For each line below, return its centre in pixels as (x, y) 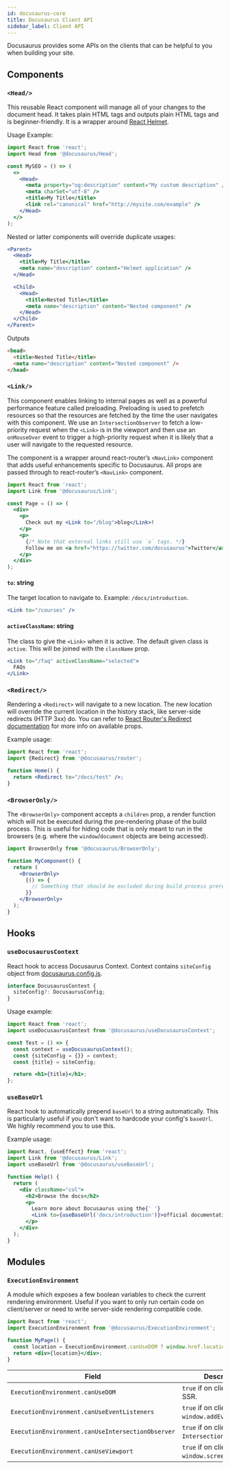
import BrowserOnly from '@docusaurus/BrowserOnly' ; (84, 849)
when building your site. (41, 53)
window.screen (205, 1456)
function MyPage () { (37, 1341)
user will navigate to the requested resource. (70, 444)
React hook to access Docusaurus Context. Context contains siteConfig (109, 966)
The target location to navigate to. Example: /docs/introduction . (98, 598)
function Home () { (33, 771)
